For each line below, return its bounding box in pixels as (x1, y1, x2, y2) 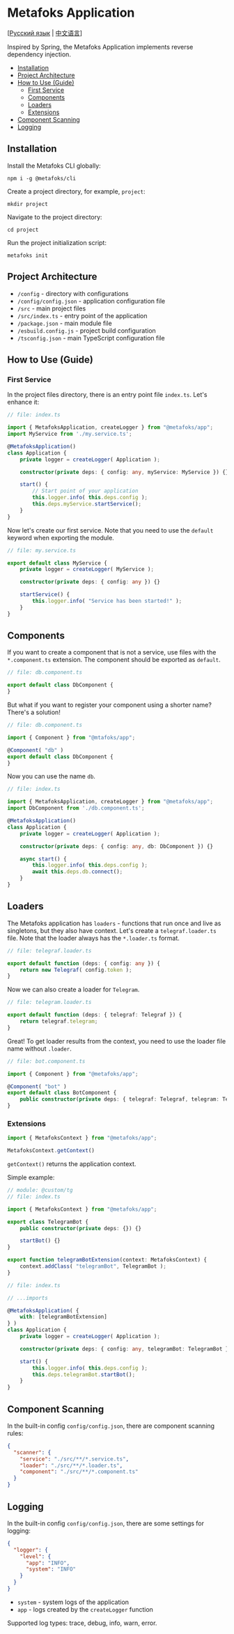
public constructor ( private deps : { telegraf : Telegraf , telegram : (19, 1096, 219, 1103)
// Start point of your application (32, 487, 139, 495)
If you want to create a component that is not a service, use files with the (7, 648, 217, 657)
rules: (7, 1429, 24, 1437)
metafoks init (7, 252, 49, 259)
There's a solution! (7, 708, 61, 716)
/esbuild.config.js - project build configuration (17, 326, 157, 335)
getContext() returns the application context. (7, 1160, 136, 1168)
